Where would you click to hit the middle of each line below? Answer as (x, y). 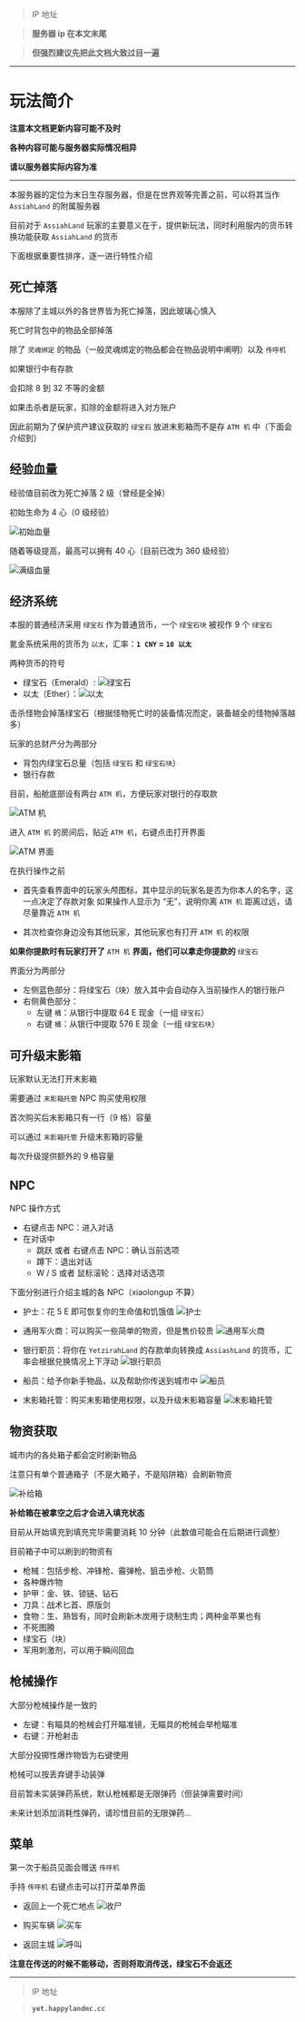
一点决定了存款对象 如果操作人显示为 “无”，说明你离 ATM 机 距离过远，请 (157, 901)
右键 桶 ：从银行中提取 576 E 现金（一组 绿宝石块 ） (128, 1024)
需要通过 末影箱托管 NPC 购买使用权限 (78, 1098)
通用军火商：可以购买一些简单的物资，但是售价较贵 (118, 1330)
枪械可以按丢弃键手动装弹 (57, 1774)
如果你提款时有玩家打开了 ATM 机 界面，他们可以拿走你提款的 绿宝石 (134, 951)
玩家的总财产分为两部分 (53, 744)
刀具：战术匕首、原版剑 (66, 1605)
